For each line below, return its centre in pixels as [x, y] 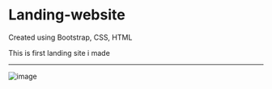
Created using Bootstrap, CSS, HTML [70, 37]
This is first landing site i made [59, 53]
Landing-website [67, 15]
